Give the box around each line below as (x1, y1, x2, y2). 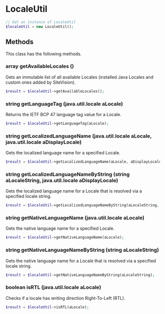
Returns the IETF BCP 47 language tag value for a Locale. (5, 111, 121, 117)
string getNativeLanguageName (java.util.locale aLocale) (5, 215, 145, 221)
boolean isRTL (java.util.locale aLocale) (5, 284, 101, 291)
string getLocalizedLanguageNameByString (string (5, 170, 130, 177)
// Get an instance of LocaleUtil (5, 20, 76, 24)
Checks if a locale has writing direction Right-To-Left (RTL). (5, 295, 125, 301)
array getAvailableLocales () (5, 63, 74, 70)
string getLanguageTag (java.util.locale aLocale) (5, 100, 123, 107)
